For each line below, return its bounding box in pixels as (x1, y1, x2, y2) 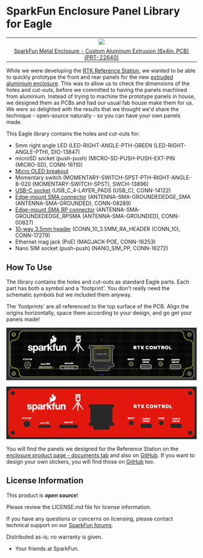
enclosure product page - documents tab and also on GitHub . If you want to (6, 452, 195, 459)
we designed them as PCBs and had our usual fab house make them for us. (6, 99, 194, 106)
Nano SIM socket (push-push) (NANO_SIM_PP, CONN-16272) (14, 245, 169, 252)
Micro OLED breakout (14, 167, 69, 175)
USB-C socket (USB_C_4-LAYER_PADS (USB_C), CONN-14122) (14, 187, 171, 194)
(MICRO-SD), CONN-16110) (14, 161, 83, 169)
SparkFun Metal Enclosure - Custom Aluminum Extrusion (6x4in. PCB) (14, 47, 189, 54)
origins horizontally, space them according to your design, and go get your (6, 310, 192, 317)
